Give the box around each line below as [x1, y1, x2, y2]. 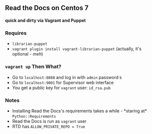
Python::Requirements [12, 114, 56, 119]
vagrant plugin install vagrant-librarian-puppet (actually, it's [12, 46, 142, 52]
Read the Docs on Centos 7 [5, 4, 89, 12]
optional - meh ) [12, 51, 43, 57]
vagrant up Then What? [5, 63, 62, 70]
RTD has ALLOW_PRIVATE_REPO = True [12, 123, 85, 129]
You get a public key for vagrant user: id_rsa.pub [12, 85, 111, 91]
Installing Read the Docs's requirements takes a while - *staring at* [12, 108, 147, 114]
